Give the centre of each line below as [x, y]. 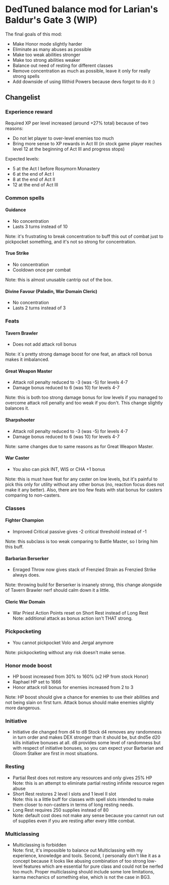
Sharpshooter [20, 420]
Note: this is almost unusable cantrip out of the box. [59, 279]
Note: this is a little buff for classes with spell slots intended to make [83, 799]
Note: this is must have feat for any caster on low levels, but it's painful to [81, 479]
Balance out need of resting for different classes [63, 65]
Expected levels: [22, 158]
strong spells [26, 76]
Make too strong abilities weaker [46, 60]
